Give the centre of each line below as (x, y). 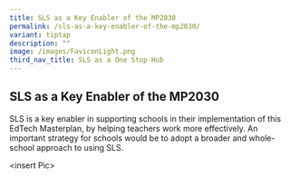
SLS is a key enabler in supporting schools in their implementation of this (145, 118)
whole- (262, 138)
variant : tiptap (40, 35)
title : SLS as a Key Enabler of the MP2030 (93, 18)
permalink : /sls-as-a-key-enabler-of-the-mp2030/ (105, 26)
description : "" (40, 43)
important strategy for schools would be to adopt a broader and (128, 138)
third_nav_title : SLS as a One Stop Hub (87, 60)
